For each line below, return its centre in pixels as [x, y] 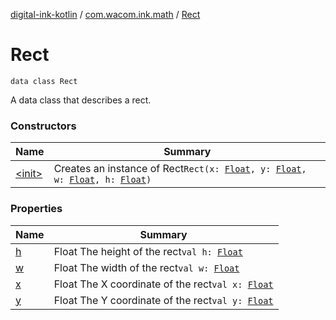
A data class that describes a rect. [81, 100]
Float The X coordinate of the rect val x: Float [163, 284]
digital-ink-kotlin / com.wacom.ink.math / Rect [105, 14]
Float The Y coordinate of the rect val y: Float [163, 300]
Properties [36, 209]
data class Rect [44, 81]
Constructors [43, 126]
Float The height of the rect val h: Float [148, 251]
